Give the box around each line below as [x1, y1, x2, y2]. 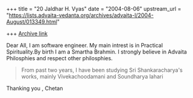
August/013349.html [6, 18, 58, 25]
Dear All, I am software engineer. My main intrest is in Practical [6, 42, 163, 49]
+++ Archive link [6, 30, 48, 37]
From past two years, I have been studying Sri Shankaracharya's [21, 66, 183, 74]
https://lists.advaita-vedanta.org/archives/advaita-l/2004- [8, 12, 154, 19]
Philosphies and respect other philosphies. [6, 55, 113, 61]
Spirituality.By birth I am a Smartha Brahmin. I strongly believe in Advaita [6, 48, 187, 55]
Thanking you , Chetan [6, 85, 63, 92]
